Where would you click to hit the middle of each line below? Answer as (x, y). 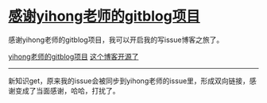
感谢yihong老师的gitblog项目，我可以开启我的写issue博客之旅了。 (116, 40)
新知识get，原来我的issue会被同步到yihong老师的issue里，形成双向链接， (129, 81)
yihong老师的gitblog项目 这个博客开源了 (74, 56)
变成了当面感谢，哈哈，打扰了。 (67, 90)
